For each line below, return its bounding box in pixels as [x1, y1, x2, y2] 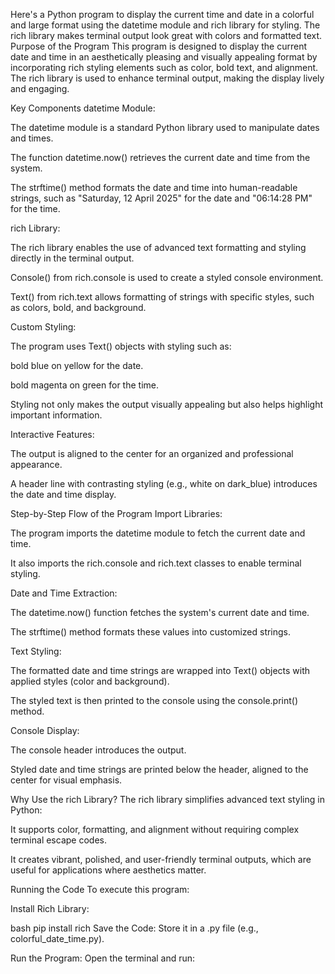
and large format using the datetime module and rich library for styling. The [10, 19, 321, 31]
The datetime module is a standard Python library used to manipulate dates [10, 122, 320, 133]
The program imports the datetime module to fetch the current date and [10, 527, 306, 539]
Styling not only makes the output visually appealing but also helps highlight [10, 399, 324, 410]
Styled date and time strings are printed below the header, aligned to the [10, 764, 309, 775]
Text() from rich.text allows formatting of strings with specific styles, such [10, 291, 315, 303]
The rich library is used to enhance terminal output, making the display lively [10, 72, 325, 84]
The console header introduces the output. [10, 744, 187, 756]
